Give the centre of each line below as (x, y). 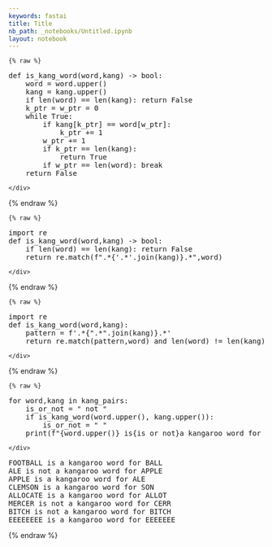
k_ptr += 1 (81, 133)
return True (83, 157)
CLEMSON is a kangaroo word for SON (81, 488)
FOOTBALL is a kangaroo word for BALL (86, 463)
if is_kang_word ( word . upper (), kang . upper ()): (120, 417)
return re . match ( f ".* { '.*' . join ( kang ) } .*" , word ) (124, 258)
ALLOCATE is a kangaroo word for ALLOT (88, 496)
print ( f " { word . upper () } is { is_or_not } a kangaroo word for (143, 433)
